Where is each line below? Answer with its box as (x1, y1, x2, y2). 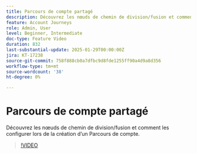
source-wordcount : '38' (6, 69, 64, 75)
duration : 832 (6, 42, 41, 48)
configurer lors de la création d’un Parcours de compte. (6, 130, 140, 138)
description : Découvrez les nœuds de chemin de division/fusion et (6, 14, 175, 20)
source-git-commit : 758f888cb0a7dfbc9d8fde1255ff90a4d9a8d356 (6, 58, 161, 63)
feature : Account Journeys (6, 19, 72, 25)
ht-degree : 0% (6, 74, 41, 80)
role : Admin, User (6, 25, 51, 31)
